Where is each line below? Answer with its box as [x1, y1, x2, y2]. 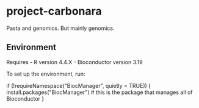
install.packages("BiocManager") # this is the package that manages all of [6, 88, 194, 96]
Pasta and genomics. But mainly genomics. [6, 24, 115, 32]
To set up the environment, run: [6, 70, 85, 77]
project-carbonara [6, 4, 102, 18]
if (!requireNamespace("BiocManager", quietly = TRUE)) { [6, 82, 151, 89]
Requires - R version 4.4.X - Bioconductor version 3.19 [6, 58, 143, 65]
